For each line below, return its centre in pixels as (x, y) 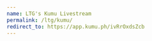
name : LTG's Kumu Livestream (49, 14)
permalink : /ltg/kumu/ (40, 20)
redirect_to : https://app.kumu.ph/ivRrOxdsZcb (76, 26)
